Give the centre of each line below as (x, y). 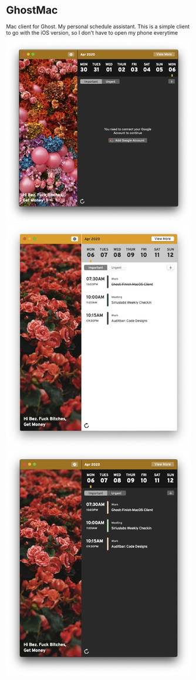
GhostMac (32, 10)
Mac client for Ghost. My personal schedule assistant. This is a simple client (98, 26)
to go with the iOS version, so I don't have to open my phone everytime (92, 32)
